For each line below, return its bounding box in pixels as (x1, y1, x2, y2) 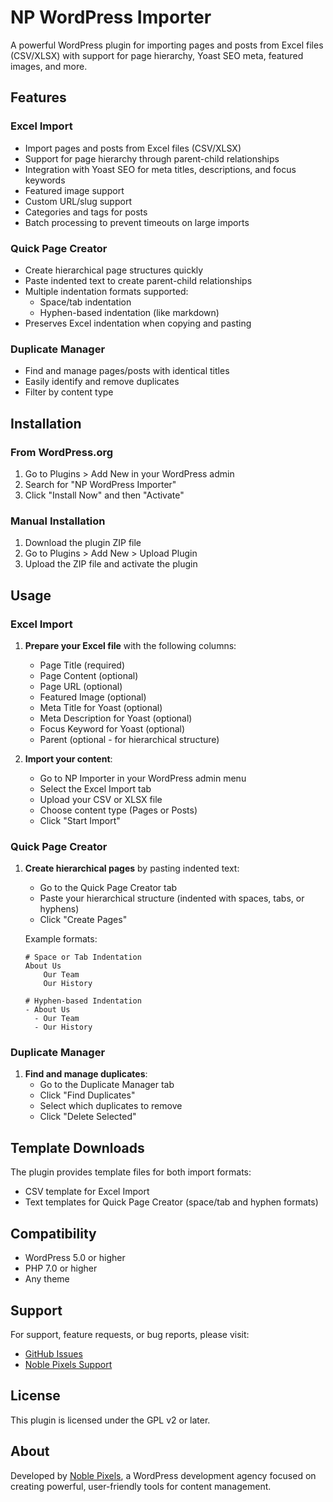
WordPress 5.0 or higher (24, 1252, 126, 1264)
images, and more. (10, 60, 88, 72)
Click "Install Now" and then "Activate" (24, 489, 185, 501)
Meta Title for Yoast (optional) (39, 701, 163, 713)
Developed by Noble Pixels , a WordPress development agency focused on (10, 1469, 317, 1481)
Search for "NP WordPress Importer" (24, 478, 177, 490)
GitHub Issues (24, 1347, 83, 1360)
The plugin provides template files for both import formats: (10, 1166, 252, 1178)
